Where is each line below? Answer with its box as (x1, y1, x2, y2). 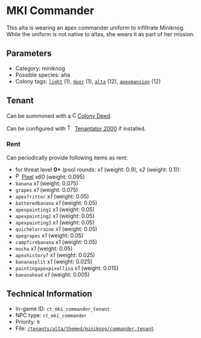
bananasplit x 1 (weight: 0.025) (15, 258, 93, 265)
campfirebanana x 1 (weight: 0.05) (15, 238, 97, 245)
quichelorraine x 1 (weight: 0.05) (15, 225, 97, 232)
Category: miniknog (15, 64, 66, 72)
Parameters (6, 48, 52, 59)
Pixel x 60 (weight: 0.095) (21, 173, 85, 180)
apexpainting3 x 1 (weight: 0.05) (15, 218, 95, 226)
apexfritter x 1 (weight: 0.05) (15, 193, 89, 200)
